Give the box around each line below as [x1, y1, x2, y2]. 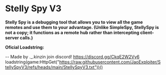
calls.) [19, 35, 33, 41]
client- [140, 29, 154, 35]
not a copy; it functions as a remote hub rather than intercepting [5, 29, 139, 35]
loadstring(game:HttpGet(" [5, 59, 59, 65]
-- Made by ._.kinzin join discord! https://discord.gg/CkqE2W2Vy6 [5, 53, 140, 59]
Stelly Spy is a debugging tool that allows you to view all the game [5, 19, 143, 25]
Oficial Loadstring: [5, 44, 44, 50]
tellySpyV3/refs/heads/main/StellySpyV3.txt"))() [5, 64, 103, 70]
